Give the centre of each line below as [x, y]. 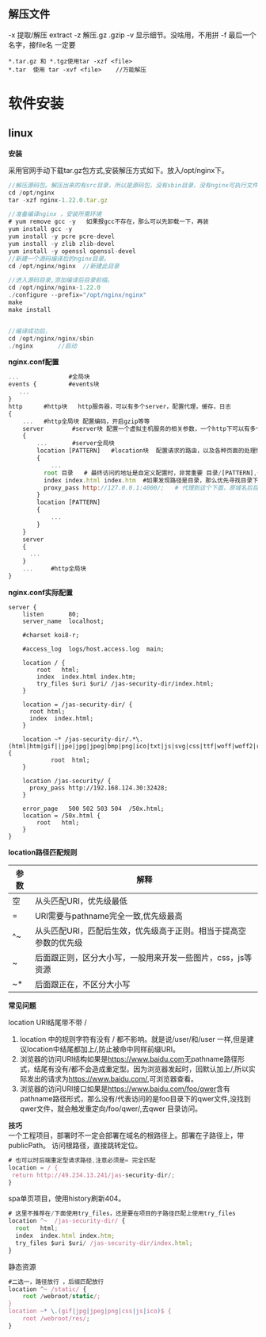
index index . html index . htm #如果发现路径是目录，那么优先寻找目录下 [151, 480]
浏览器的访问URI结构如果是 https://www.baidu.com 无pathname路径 [129, 1058]
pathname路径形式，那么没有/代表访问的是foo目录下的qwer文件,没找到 [135, 1098]
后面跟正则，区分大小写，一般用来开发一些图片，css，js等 [143, 957]
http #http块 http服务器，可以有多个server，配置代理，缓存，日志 [120, 406]
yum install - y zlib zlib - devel [61, 244]
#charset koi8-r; [51, 635]
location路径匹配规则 [43, 852]
